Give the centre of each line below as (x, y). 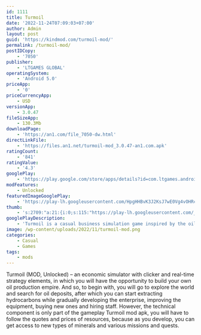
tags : (13, 252)
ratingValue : (22, 163)
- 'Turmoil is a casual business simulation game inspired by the (101, 224)
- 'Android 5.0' (37, 79)
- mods (25, 258)
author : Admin (24, 29)
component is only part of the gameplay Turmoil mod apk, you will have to (98, 313)
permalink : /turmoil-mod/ (38, 46)
